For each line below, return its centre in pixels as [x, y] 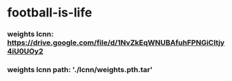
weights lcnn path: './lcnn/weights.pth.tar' [80, 70]
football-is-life [50, 13]
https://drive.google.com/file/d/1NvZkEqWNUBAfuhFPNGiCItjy [116, 43]
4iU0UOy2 [25, 51]
